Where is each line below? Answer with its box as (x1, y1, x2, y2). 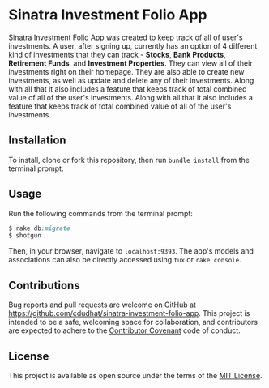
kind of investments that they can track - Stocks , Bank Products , (8, 49, 226, 59)
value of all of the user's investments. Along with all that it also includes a (8, 92, 254, 102)
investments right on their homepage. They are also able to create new (8, 66, 245, 76)
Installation (8, 134, 66, 147)
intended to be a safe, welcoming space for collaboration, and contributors (8, 318, 258, 327)
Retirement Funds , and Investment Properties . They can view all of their (8, 58, 253, 68)
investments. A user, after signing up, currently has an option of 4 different (8, 41, 258, 50)
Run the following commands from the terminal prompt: (8, 208, 193, 218)
